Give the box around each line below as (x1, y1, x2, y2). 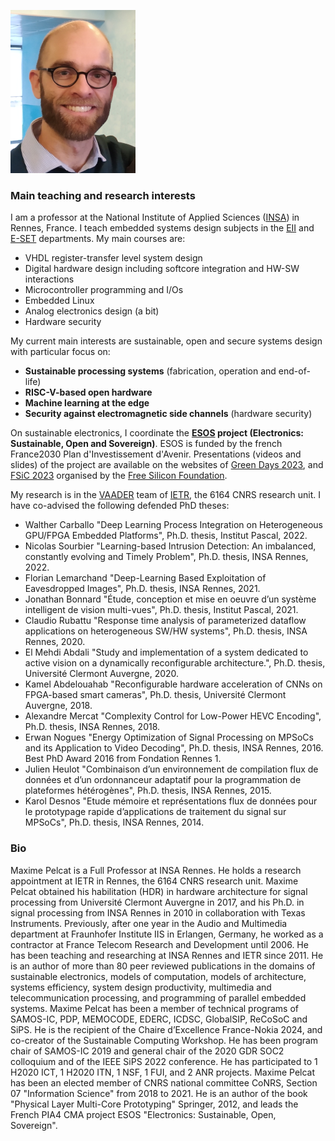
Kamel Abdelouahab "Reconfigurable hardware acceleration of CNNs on (24, 678, 323, 690)
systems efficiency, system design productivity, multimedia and (10, 981, 272, 993)
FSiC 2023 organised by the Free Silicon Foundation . (10, 470, 228, 482)
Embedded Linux (24, 295, 95, 307)
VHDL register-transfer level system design (24, 252, 203, 264)
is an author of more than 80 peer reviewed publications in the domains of (10, 960, 316, 972)
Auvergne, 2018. (24, 700, 93, 712)
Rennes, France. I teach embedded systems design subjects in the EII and (10, 222, 315, 234)
